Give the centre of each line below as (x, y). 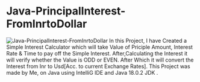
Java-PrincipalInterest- (66, 11)
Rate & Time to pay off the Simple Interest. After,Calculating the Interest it (97, 53)
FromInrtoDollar (47, 24)
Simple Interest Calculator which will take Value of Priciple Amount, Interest (99, 47)
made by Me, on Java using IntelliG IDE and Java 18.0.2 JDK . (82, 72)
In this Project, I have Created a (148, 40)
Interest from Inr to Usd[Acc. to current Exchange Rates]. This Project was (98, 66)
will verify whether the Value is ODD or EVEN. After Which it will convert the (100, 60)
